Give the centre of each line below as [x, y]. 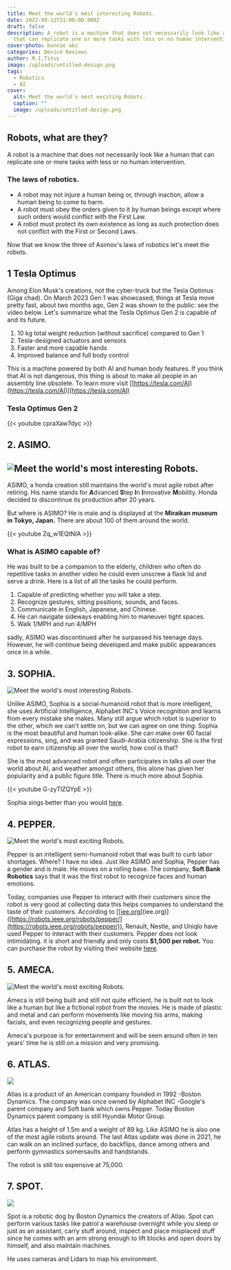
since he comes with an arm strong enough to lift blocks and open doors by [114, 1238]
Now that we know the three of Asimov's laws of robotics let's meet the [108, 244]
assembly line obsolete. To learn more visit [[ [71, 383]
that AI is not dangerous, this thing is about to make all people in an [102, 375]
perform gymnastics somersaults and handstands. [78, 1151]
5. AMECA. [31, 970]
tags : [15, 71]
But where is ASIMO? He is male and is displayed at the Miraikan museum [112, 513]
